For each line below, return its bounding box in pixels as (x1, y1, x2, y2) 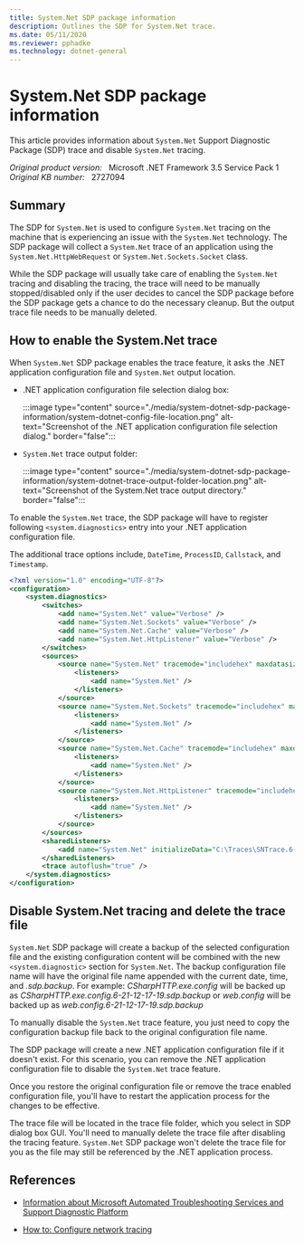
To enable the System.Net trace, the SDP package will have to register (9, 512, 269, 523)
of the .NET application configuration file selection (90, 421, 278, 432)
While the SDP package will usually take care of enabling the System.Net (9, 268, 279, 279)
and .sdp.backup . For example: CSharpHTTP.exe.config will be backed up (9, 980, 286, 991)
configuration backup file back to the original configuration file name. (9, 1026, 268, 1037)
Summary (9, 198, 66, 214)
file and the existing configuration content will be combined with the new (9, 951, 280, 962)
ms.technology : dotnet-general (9, 47, 128, 56)
